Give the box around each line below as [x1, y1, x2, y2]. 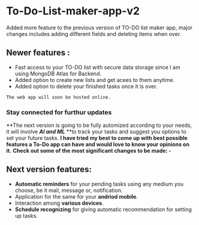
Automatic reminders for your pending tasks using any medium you [14, 180, 184, 187]
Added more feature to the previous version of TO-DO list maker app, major [6, 24, 193, 31]
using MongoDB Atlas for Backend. [14, 70, 102, 77]
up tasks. [14, 212, 38, 219]
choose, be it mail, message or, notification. [14, 187, 123, 194]
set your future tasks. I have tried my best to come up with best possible [6, 135, 188, 142]
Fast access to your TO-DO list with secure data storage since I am [14, 63, 181, 71]
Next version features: [6, 165, 92, 175]
